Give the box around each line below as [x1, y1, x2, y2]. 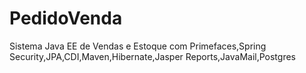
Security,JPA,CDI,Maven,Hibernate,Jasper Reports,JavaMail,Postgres [9, 50, 296, 62]
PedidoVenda [9, 7, 123, 30]
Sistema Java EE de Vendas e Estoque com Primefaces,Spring [9, 40, 267, 52]
